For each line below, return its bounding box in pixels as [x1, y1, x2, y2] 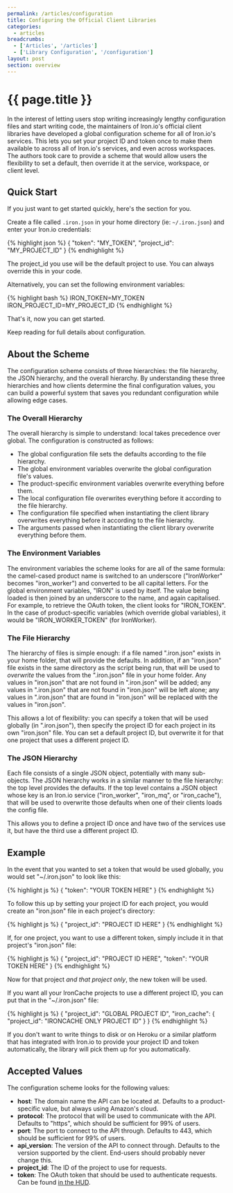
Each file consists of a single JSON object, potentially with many [7, 769, 191, 778]
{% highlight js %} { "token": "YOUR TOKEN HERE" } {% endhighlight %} [7, 886, 215, 895]
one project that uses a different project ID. [7, 736, 130, 744]
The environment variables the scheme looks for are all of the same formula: [7, 564, 225, 572]
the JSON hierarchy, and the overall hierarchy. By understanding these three [7, 374, 225, 382]
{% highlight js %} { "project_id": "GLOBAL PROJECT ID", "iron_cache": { [7, 1010, 215, 1018]
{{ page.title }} [7, 92, 93, 108]
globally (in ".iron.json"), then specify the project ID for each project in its [7, 721, 216, 730]
